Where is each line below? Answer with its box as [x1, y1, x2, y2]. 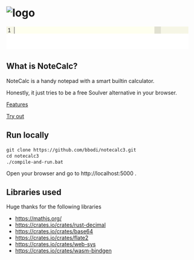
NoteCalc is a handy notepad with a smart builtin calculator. [6, 77, 155, 84]
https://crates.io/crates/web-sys [15, 241, 96, 248]
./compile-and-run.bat [6, 159, 63, 165]
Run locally [6, 130, 50, 141]
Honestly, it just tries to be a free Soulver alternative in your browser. [6, 88, 177, 96]
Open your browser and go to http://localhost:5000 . [6, 170, 137, 177]
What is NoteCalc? [6, 61, 78, 72]
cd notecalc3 [6, 153, 39, 159]
